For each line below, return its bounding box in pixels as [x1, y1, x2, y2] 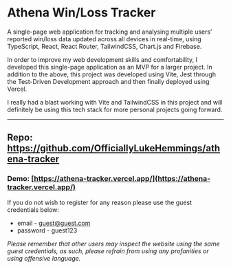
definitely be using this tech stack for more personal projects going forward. [7, 105, 223, 114]
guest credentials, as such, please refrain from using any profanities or [7, 246, 209, 255]
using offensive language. [7, 254, 81, 262]
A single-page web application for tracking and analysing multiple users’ [7, 28, 212, 36]
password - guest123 [16, 226, 78, 235]
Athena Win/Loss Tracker [7, 5, 156, 21]
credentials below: [7, 205, 60, 214]
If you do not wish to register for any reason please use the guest [7, 198, 192, 206]
